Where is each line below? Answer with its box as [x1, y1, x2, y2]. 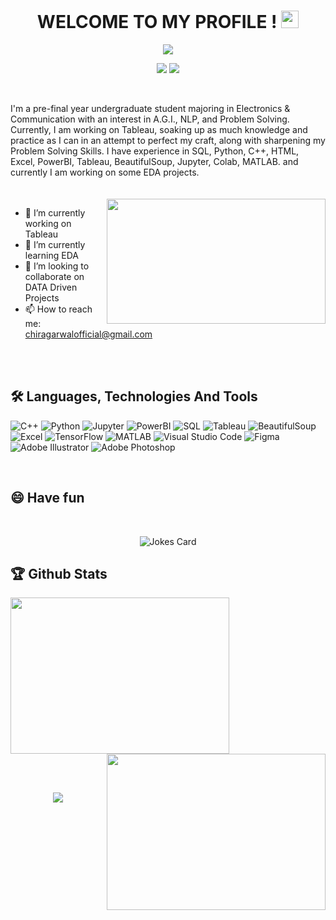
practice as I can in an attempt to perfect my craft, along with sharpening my [10, 134, 326, 146]
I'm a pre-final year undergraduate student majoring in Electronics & [10, 102, 291, 114]
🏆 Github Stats [10, 565, 108, 582]
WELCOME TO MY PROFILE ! [36, 11, 278, 34]
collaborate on [24, 270, 85, 282]
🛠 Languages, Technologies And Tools [10, 388, 258, 405]
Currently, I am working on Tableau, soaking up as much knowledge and [10, 123, 308, 135]
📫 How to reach [24, 303, 93, 315]
